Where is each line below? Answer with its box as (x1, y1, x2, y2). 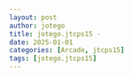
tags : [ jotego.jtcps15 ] (9, 54, 98, 63)
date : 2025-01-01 (9, 37, 74, 47)
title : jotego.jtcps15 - (9, 29, 101, 38)
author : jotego (9, 21, 66, 30)
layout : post (9, 12, 58, 22)
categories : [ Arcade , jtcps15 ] (9, 46, 125, 55)
